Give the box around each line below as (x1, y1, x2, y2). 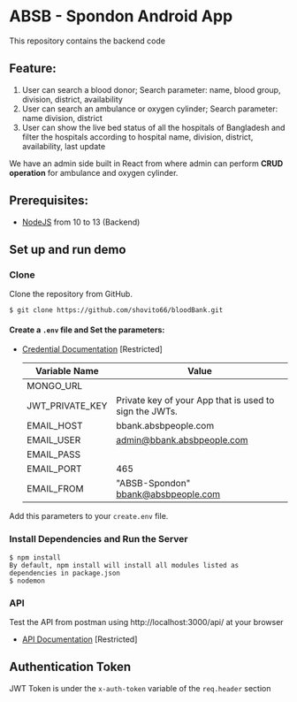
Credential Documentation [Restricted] (21, 344, 164, 355)
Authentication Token (9, 660, 132, 675)
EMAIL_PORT (26, 462, 82, 475)
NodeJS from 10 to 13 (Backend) (21, 217, 141, 227)
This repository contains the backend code (9, 35, 166, 46)
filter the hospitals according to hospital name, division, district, (21, 131, 254, 142)
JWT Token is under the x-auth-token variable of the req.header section (9, 683, 271, 693)
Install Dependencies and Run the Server (9, 533, 188, 546)
